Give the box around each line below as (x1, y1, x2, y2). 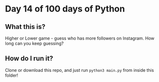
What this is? (5, 23, 46, 31)
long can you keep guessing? (5, 41, 64, 46)
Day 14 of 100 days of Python (5, 3, 125, 14)
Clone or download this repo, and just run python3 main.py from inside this (5, 67, 154, 73)
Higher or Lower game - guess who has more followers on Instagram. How (5, 35, 155, 41)
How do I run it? (5, 55, 53, 63)
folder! (5, 72, 18, 78)
